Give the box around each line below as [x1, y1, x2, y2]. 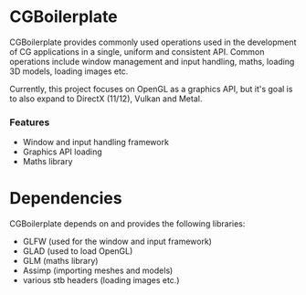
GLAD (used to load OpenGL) [22, 246, 133, 257]
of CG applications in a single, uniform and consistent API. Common [9, 46, 265, 57]
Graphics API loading [22, 146, 102, 157]
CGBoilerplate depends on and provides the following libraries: [9, 218, 246, 229]
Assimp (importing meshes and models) [22, 265, 174, 276]
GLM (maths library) [22, 256, 99, 267]
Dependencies [9, 188, 122, 209]
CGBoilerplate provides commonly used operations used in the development [9, 37, 297, 47]
